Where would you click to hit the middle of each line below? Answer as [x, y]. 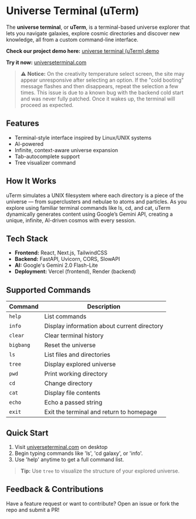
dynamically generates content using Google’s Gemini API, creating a [89, 214]
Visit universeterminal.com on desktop [61, 447]
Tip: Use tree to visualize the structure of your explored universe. [100, 471]
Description [104, 307]
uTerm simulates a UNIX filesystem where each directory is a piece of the [95, 195]
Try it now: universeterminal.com [46, 62]
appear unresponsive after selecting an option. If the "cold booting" [102, 80]
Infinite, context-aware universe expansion [66, 150]
